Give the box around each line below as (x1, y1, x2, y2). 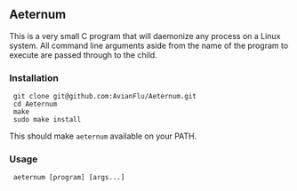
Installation (9, 71, 60, 84)
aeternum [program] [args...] (12, 173, 125, 182)
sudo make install (12, 115, 82, 124)
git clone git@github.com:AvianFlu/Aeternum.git (12, 92, 197, 101)
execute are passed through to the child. (9, 49, 157, 60)
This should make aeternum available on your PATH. (9, 131, 197, 141)
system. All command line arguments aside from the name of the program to (9, 40, 289, 51)
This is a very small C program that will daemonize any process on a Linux (9, 30, 281, 41)
